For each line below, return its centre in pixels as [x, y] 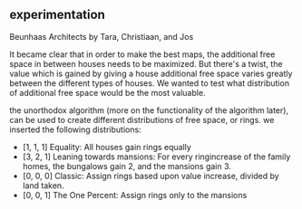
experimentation [58, 15]
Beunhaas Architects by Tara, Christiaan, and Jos [102, 36]
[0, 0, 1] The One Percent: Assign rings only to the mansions [135, 195]
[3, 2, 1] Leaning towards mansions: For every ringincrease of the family [156, 157]
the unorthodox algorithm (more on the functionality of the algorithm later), [149, 110]
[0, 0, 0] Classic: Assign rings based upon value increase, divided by [151, 176]
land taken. [44, 185]
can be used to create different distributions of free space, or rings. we [142, 119]
